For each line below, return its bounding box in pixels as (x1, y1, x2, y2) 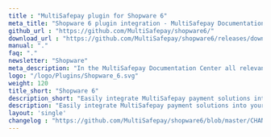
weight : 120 (8, 79, 48, 87)
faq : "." (8, 49, 38, 57)
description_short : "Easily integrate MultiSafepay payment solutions (8, 94, 251, 102)
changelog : (8, 117, 48, 125)
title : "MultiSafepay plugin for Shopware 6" (8, 11, 168, 20)
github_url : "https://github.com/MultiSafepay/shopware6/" (8, 27, 215, 35)
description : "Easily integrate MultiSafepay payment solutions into (8, 102, 248, 110)
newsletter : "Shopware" (8, 57, 89, 65)
